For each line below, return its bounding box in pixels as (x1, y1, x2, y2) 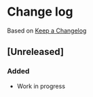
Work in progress (16, 82, 66, 90)
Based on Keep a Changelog (7, 26, 87, 35)
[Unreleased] (7, 46, 64, 58)
